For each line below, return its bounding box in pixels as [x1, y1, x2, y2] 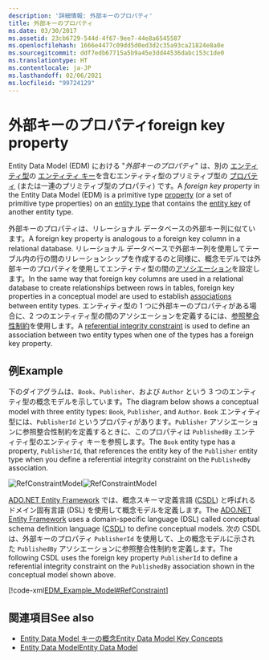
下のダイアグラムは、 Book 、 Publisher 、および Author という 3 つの [8, 387, 230, 397]
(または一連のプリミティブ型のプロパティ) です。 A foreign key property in [17, 181, 260, 191]
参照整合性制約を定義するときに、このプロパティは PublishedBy [22, 427, 233, 437]
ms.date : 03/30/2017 [8, 26, 78, 35]
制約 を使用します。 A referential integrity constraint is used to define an [14, 321, 251, 331]
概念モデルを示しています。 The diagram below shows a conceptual [35, 397, 259, 406]
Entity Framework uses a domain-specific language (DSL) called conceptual [8, 515, 260, 524]
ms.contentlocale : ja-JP [8, 64, 92, 72]
